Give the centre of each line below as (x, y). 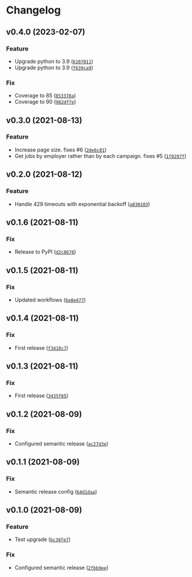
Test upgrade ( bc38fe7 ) (43, 539)
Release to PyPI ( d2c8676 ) (45, 252)
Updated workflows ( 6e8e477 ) (50, 299)
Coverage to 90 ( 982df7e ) (45, 102)
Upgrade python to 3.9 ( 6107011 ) (54, 61)
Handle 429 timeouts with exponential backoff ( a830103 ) (82, 204)
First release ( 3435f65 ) (41, 396)
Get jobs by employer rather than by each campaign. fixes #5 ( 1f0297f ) (100, 156)
